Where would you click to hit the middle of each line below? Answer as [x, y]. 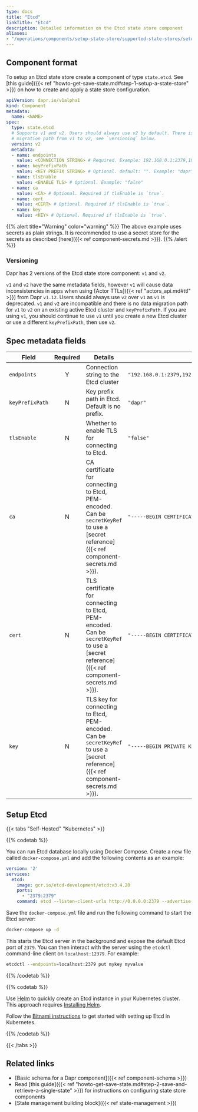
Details [104, 358]
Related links [30, 1064]
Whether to [101, 423]
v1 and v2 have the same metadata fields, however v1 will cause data [90, 285]
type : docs [19, 11]
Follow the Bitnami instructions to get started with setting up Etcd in [88, 1016]
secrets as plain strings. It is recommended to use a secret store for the [93, 233]
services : [18, 874]
